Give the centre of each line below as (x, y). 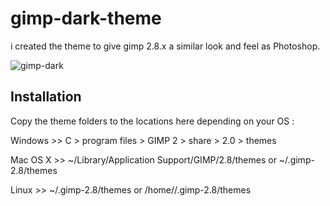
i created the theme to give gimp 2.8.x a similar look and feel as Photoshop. (165, 46)
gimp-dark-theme (86, 18)
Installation (46, 97)
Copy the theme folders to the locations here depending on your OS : (152, 121)
